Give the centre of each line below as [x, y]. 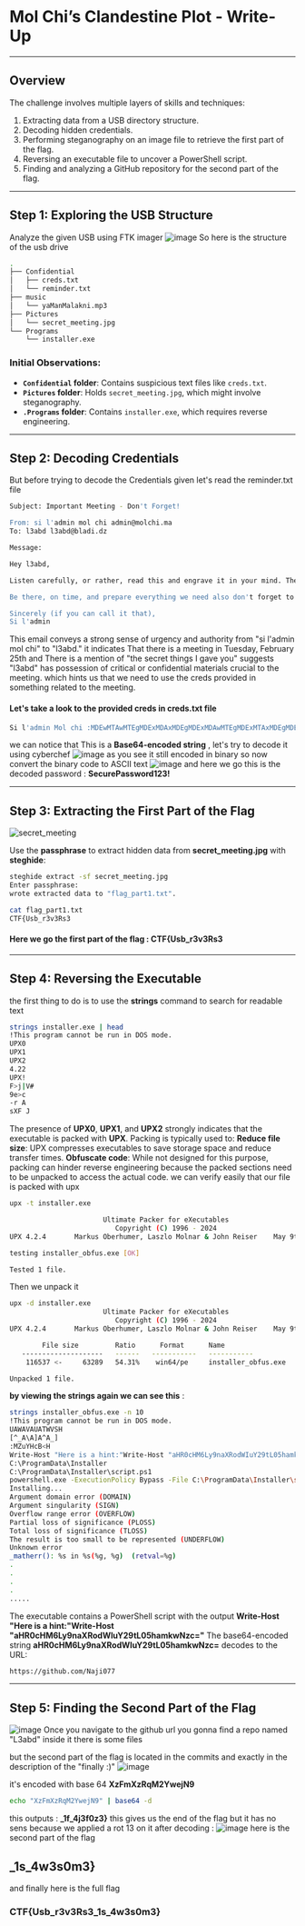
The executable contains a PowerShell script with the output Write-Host [144, 1616]
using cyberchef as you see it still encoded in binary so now [138, 754]
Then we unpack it [44, 1287]
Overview [38, 80]
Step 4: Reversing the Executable [106, 979]
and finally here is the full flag [65, 1888]
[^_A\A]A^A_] [34, 1438]
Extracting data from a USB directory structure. [111, 120]
